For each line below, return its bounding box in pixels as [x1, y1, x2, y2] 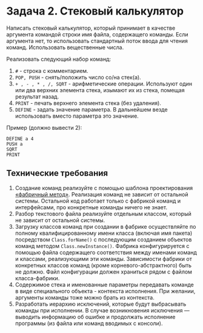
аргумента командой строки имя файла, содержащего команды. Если [6, 30, 189, 38]
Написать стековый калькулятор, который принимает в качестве [6, 24, 176, 32]
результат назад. [15, 93, 59, 100]
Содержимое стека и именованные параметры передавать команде [15, 281, 194, 288]
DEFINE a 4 [6, 135, 34, 142]
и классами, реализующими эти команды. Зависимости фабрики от [15, 255, 192, 262]
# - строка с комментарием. [15, 67, 89, 74]
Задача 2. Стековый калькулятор [6, 4, 184, 18]
